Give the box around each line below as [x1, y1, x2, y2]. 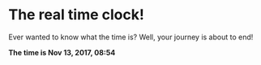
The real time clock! [8, 6, 144, 24]
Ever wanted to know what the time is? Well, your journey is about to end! [8, 32, 254, 42]
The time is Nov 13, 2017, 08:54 [8, 47, 116, 57]
